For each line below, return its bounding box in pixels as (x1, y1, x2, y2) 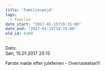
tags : (5, 12, 17, 17)
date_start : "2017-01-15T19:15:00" (5, 21, 81, 27)
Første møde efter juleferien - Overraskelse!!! (5, 60, 101, 66)
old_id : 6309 (5, 31, 33, 36)
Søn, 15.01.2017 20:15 (5, 50, 50, 56)
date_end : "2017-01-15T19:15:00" (5, 26, 77, 31)
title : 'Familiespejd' (5, 7, 54, 13)
